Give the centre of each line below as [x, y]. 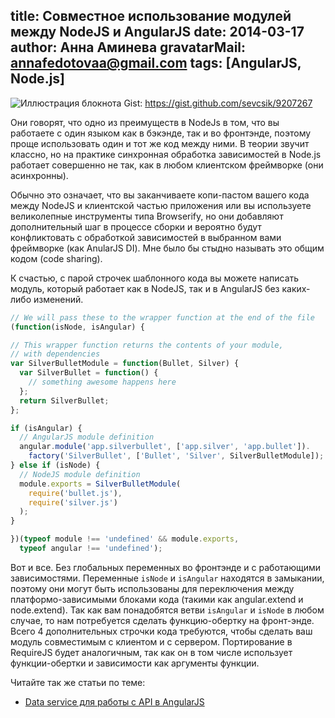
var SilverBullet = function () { [89, 373]
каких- [296, 288]
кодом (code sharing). [56, 258]
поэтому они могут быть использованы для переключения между [152, 588]
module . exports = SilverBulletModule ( [100, 484]
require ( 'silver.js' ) [73, 502]
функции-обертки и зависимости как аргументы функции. [135, 663]
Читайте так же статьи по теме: [78, 682]
